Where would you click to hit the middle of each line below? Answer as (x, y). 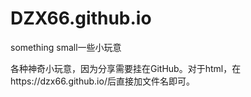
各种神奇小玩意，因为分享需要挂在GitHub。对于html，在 (126, 68)
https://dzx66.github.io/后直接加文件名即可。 (102, 81)
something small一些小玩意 (66, 47)
